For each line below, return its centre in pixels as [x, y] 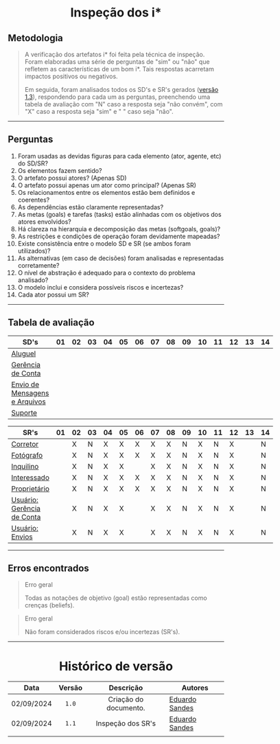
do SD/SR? [33, 163]
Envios [22, 537]
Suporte [24, 412]
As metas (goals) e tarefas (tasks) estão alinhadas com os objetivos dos [119, 214]
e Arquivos [29, 402]
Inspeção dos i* [116, 13]
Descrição [126, 688]
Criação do [126, 699]
